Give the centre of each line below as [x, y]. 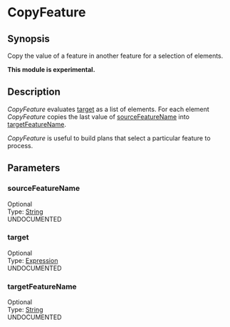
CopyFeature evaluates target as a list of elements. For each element [109, 109]
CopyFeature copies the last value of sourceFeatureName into [99, 116]
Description [34, 92]
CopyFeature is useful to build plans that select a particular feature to [109, 138]
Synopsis [28, 39]
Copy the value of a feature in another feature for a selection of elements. [115, 56]
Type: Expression [33, 260]
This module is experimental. [51, 69]
